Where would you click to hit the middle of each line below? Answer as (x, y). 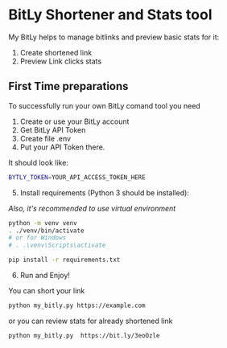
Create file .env (45, 138)
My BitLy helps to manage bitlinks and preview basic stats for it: (114, 37)
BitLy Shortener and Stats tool (110, 15)
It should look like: (38, 162)
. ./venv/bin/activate (46, 231)
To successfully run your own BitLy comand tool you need (105, 105)
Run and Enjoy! (45, 275)
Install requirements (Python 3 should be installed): (104, 192)
